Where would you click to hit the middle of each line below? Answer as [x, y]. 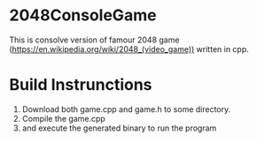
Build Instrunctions [81, 85]
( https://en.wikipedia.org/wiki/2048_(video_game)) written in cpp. [129, 49]
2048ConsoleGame [83, 15]
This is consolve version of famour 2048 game [94, 40]
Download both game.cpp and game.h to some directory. [126, 109]
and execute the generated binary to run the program [119, 128]
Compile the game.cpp [64, 118]
